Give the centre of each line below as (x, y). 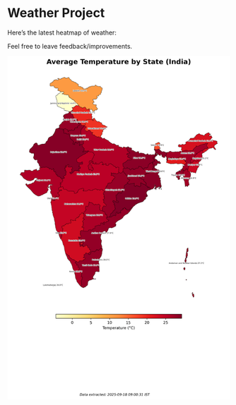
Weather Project (56, 13)
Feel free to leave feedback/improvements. (70, 46)
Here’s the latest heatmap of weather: (62, 32)
